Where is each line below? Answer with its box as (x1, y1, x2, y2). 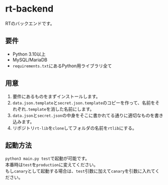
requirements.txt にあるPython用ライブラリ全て (12, 63, 112, 69)
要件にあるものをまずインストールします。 (12, 93, 101, 99)
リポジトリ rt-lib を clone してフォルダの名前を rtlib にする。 (12, 125, 137, 131)
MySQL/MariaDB (12, 57, 48, 63)
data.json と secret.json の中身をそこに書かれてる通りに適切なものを (12, 112, 155, 118)
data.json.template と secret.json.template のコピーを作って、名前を (12, 100, 155, 106)
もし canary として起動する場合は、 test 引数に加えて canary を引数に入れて (5, 168, 155, 174)
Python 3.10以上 (12, 51, 46, 57)
